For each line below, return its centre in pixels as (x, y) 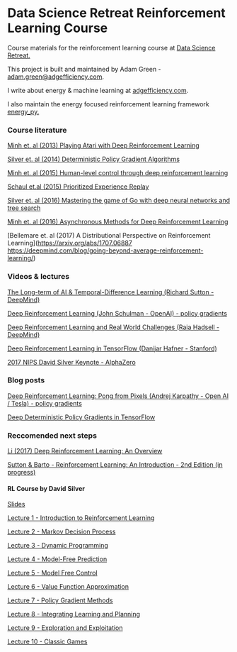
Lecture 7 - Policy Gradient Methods (60, 600)
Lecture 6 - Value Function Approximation (68, 587)
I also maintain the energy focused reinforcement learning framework (109, 104)
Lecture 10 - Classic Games (47, 642)
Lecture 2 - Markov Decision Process (62, 532)
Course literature (37, 130)
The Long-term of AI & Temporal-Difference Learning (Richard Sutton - (111, 292)
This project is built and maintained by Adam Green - (84, 69)
